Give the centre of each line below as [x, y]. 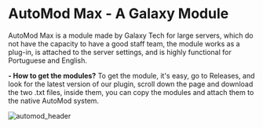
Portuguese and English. [48, 60]
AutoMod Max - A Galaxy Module [119, 14]
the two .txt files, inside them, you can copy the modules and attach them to [131, 92]
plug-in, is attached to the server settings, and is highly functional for [120, 52]
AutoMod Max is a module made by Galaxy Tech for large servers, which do [131, 35]
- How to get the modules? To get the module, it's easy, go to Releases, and [131, 75]
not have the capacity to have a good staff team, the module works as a [124, 43]
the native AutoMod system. [54, 101]
